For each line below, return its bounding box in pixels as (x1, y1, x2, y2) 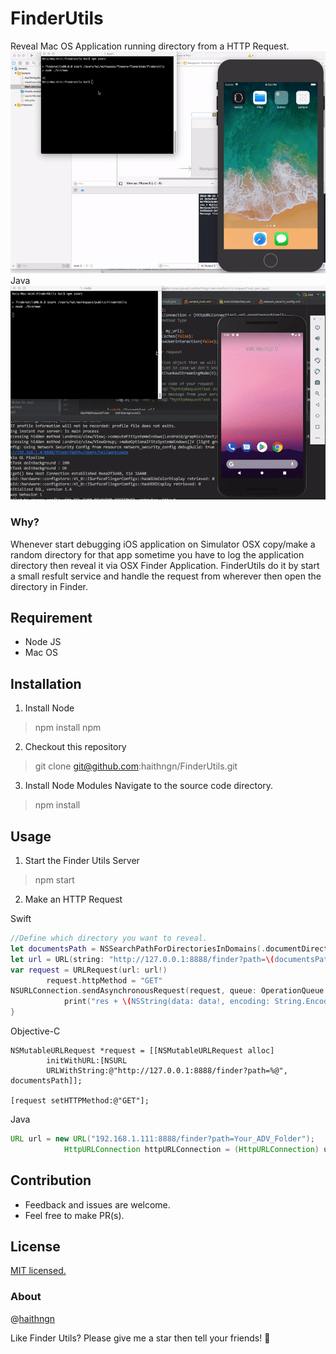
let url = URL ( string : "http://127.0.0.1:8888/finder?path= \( (10, 954, 275, 964)
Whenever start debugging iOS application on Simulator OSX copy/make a (10, 538, 316, 550)
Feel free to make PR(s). (24, 1209, 125, 1221)
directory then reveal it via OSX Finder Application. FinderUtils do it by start (10, 559, 320, 571)
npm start (34, 874, 75, 886)
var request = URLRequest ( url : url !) (10, 965, 168, 975)
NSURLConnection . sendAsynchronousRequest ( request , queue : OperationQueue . (10, 986, 329, 996)
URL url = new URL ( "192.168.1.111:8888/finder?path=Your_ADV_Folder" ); (10, 1134, 315, 1144)
